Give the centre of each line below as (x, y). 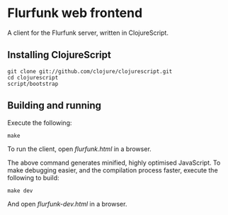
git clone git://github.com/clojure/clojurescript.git (90, 71)
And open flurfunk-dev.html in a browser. (67, 204)
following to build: (33, 177)
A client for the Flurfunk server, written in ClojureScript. (88, 33)
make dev (20, 191)
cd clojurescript (33, 77)
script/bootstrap (33, 84)
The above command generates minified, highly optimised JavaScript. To (114, 162)
